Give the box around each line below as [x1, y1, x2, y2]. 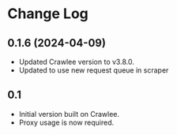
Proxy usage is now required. [18, 118, 115, 127]
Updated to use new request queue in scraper [18, 66, 169, 75]
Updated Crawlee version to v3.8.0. [18, 57, 135, 66]
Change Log [7, 5, 88, 23]
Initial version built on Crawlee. [18, 109, 120, 118]
